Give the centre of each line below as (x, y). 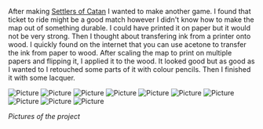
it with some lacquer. (42, 78)
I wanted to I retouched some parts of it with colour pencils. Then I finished (130, 69)
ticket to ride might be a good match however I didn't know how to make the (131, 20)
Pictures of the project (44, 116)
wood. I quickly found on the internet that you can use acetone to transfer (127, 45)
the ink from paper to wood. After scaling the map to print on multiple (120, 53)
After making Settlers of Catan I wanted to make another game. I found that (130, 11)
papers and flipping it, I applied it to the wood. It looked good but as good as (131, 61)
